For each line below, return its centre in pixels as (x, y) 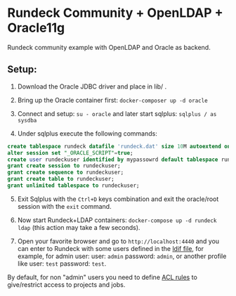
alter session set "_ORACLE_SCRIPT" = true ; (70, 153)
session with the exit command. (64, 206)
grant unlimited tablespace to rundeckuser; (73, 186)
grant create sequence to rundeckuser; (66, 173)
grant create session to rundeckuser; (64, 166)
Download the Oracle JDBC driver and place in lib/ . (92, 86)
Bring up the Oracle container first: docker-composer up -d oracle (113, 100)
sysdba (27, 120)
